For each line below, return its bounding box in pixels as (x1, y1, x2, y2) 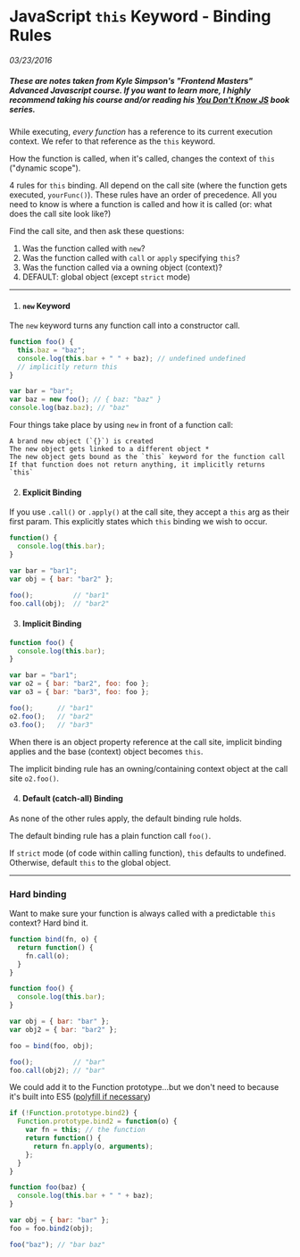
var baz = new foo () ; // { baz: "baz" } (9, 395, 162, 404)
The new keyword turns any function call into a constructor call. (9, 320, 241, 331)
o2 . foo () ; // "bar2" (9, 712, 94, 721)
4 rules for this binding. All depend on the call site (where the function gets (9, 180, 287, 190)
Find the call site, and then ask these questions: (9, 225, 185, 236)
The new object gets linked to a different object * (9, 445, 210, 454)
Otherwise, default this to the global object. (9, 857, 171, 867)
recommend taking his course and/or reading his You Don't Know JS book (9, 94, 290, 105)
